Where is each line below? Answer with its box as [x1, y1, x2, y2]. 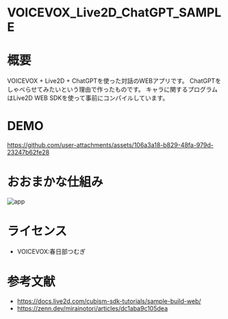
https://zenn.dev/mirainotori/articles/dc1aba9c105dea [16, 304, 168, 312]
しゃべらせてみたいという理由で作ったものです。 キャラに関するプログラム [7, 86, 218, 94]
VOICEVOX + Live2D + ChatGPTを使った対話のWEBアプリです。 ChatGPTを [7, 77, 221, 85]
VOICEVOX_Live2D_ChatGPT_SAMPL [7, 5, 222, 21]
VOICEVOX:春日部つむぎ [16, 247, 86, 255]
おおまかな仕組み [7, 175, 104, 190]
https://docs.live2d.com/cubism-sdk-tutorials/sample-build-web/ [16, 296, 201, 305]
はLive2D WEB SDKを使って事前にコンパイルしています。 [7, 94, 169, 102]
